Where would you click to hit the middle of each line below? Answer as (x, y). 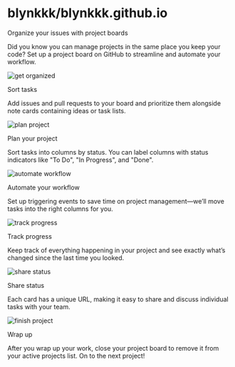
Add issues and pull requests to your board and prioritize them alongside (114, 103)
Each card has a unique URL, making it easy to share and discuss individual (118, 299)
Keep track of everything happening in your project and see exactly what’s (116, 250)
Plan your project (33, 138)
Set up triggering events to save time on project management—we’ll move (116, 201)
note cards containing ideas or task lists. (67, 110)
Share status (26, 285)
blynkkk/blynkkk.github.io (88, 13)
